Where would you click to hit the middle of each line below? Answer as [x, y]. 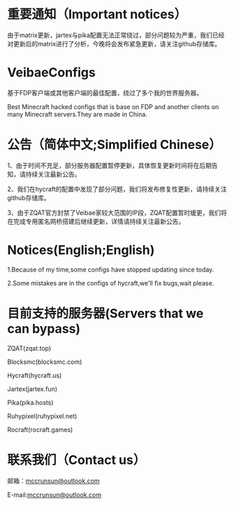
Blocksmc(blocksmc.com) [45, 362]
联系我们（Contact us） [76, 460]
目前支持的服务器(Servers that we [105, 313]
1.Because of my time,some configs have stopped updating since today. [111, 269]
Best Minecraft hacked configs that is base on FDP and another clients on [113, 106]
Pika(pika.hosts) [30, 402]
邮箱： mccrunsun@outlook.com [53, 481]
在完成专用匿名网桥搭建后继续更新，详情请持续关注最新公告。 [96, 221]
